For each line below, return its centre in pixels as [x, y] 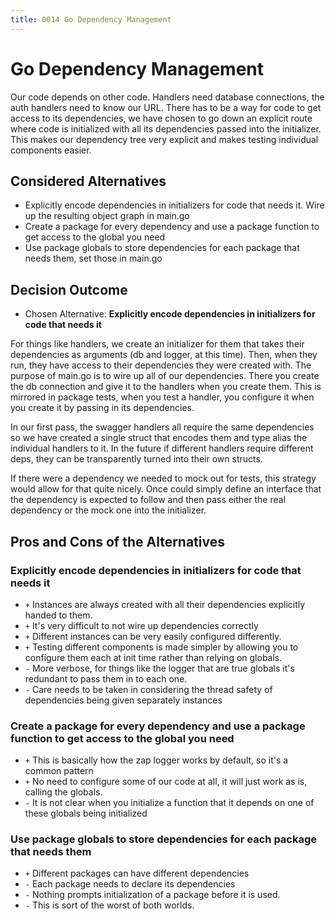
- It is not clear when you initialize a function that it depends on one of [169, 803]
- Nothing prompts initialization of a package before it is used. [152, 895]
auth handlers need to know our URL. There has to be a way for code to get [166, 107]
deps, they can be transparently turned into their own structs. [136, 459]
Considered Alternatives [88, 181]
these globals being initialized [86, 813]
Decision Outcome [69, 289]
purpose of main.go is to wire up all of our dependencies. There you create [165, 376]
